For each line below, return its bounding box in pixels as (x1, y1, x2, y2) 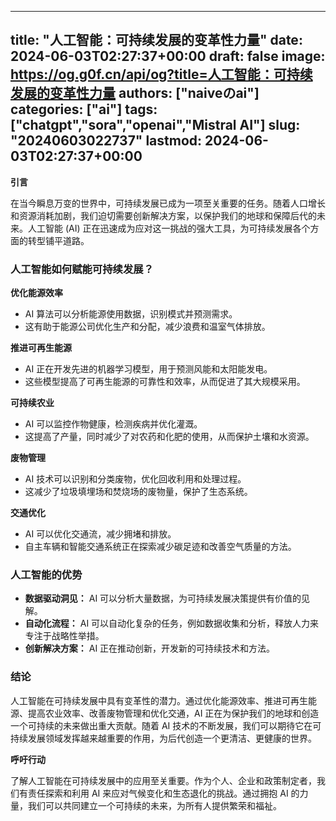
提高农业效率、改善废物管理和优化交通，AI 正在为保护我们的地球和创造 (27, 707, 320, 719)
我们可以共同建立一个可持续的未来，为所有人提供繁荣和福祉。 (27, 799, 282, 811)
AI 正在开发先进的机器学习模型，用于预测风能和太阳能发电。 (24, 363, 273, 375)
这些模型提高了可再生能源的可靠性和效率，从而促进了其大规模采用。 (24, 376, 306, 388)
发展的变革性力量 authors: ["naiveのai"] (10, 85, 260, 102)
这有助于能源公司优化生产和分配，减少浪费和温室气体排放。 (24, 321, 271, 333)
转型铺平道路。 (27, 234, 90, 246)
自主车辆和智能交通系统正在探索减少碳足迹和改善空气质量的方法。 (24, 541, 297, 553)
